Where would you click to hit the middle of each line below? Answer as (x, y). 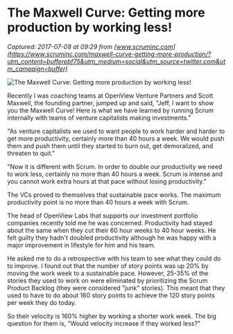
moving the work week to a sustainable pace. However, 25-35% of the (108, 273)
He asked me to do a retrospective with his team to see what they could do (114, 258)
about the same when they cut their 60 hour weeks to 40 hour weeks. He (112, 230)
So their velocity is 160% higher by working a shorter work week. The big (112, 316)
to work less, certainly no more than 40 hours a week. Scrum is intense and (115, 174)
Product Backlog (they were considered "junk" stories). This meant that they (116, 288)
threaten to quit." (31, 153)
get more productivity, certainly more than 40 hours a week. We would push (116, 138)
